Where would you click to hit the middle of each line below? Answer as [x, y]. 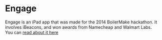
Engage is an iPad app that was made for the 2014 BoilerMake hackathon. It [81, 22]
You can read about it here [32, 32]
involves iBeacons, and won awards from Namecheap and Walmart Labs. [79, 27]
